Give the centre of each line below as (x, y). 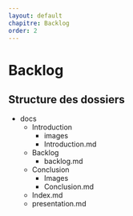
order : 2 (23, 30)
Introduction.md (70, 144)
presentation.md (59, 204)
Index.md (47, 195)
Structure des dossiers (67, 100)
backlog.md (63, 162)
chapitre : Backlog (39, 23)
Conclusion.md (69, 187)
